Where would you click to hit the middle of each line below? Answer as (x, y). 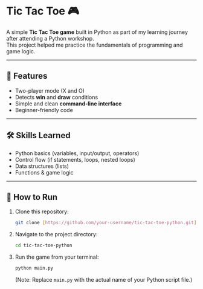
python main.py (34, 268)
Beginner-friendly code (44, 110)
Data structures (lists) (42, 166)
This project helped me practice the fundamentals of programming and (95, 45)
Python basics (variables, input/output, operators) (77, 153)
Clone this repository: (42, 211)
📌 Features (27, 76)
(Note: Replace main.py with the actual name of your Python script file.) (104, 280)
